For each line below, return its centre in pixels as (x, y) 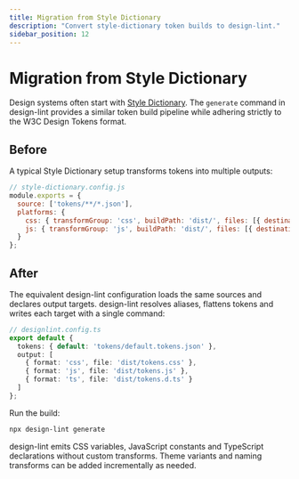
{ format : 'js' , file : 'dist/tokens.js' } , (107, 371)
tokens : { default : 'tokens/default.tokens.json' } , (117, 346)
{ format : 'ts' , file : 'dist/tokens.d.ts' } (109, 379)
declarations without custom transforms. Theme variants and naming (136, 456)
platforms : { (41, 212)
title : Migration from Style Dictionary (85, 17)
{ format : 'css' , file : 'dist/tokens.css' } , (111, 363)
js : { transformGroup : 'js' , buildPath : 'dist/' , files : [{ (139, 229)
